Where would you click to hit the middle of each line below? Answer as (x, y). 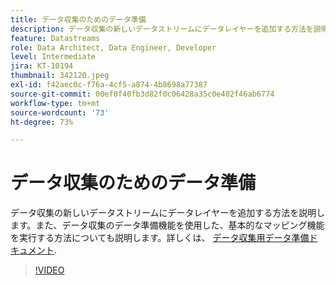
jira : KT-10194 (42, 66)
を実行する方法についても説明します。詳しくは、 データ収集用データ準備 (160, 238)
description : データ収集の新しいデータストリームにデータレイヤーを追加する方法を (162, 29)
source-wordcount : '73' (60, 112)
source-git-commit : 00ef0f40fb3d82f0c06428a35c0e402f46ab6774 (142, 94)
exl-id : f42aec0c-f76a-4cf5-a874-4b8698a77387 (109, 85)
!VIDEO (49, 270)
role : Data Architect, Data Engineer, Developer (113, 47)
